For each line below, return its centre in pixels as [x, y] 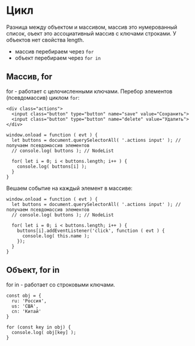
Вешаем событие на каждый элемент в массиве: [70, 188]
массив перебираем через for [54, 51]
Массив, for [29, 77]
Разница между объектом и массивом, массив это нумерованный [92, 27]
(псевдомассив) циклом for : [43, 97]
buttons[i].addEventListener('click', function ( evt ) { [91, 231]
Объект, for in [33, 270]
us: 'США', [25, 306]
